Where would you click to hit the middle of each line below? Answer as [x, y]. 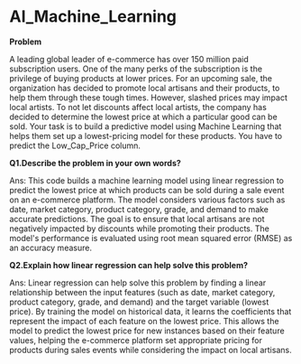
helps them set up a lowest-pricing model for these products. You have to [146, 135]
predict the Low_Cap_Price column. [75, 145]
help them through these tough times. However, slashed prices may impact [149, 98]
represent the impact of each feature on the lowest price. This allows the [144, 321]
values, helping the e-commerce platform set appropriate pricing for [136, 340]
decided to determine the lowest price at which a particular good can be [143, 117]
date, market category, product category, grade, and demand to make [139, 209]
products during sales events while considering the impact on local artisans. [150, 350]
